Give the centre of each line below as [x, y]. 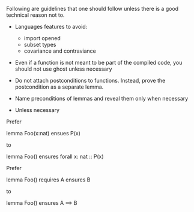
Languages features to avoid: [51, 27]
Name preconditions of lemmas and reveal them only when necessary [102, 99]
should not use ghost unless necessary [63, 69]
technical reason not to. [35, 15]
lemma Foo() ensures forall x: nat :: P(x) [55, 156]
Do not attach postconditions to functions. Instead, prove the [90, 81]
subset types [40, 45]
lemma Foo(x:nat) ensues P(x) [44, 133]
